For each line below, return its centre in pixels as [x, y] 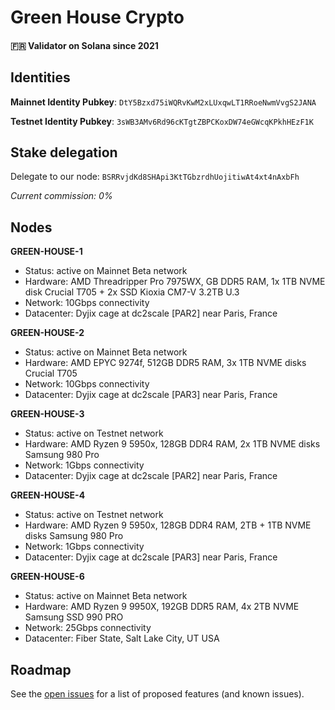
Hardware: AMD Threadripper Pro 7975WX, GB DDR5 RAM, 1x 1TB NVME [175, 282]
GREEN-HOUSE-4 [48, 495]
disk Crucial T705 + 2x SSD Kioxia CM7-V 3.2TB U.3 [132, 292]
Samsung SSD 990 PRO [74, 617]
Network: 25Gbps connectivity [88, 628]
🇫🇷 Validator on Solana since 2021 [84, 45]
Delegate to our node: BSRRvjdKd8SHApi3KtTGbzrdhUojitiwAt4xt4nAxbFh [155, 177]
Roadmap [41, 669]
